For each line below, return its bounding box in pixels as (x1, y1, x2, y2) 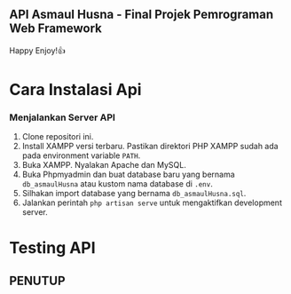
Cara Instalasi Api (9, 80, 142, 99)
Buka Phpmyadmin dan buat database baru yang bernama (21, 169, 235, 180)
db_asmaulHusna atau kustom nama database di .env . (21, 179, 213, 189)
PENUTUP (9, 273, 66, 288)
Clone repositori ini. (21, 131, 94, 142)
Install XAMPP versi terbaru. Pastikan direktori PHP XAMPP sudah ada (21, 141, 279, 152)
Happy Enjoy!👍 (9, 44, 67, 56)
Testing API (9, 238, 96, 258)
